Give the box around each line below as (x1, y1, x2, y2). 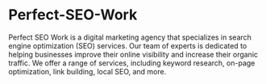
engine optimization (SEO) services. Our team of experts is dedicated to (8, 40, 247, 50)
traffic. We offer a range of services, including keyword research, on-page (8, 58, 256, 68)
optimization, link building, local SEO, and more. (8, 66, 167, 76)
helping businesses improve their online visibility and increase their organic (8, 49, 259, 59)
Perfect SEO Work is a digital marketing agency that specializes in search (8, 32, 252, 42)
